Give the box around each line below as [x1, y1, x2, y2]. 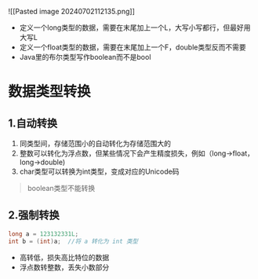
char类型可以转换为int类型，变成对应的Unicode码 [19, 167, 180, 176]
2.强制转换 [8, 208, 60, 222]
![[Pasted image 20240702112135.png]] [8, 7, 135, 16]
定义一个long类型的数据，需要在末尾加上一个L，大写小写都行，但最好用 [19, 23, 251, 32]
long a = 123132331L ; [8, 229, 79, 238]
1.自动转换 [8, 116, 58, 130]
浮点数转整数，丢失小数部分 [19, 262, 110, 272]
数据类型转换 [8, 83, 92, 101]
